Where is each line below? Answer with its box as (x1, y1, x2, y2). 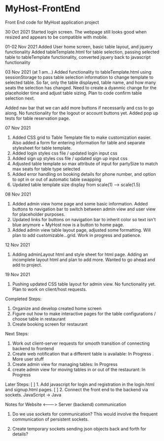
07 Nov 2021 (5, 124, 31, 131)
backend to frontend (12, 345, 54, 351)
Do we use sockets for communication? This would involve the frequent (12, 411, 158, 417)
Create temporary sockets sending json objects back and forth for (12, 426, 147, 432)
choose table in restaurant (12, 316, 66, 321)
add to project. (12, 262, 42, 268)
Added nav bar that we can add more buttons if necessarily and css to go (5, 105, 154, 111)
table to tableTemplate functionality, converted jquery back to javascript (5, 54, 151, 60)
